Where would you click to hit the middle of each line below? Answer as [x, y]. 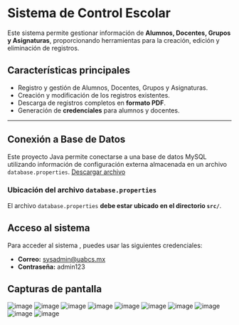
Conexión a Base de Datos [67, 139]
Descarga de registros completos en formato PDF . [91, 103]
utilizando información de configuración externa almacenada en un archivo [117, 164]
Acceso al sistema [49, 228]
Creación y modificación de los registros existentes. [94, 95]
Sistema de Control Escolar [89, 13]
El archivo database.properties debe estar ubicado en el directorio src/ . [115, 205]
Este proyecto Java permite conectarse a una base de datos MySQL [107, 156]
